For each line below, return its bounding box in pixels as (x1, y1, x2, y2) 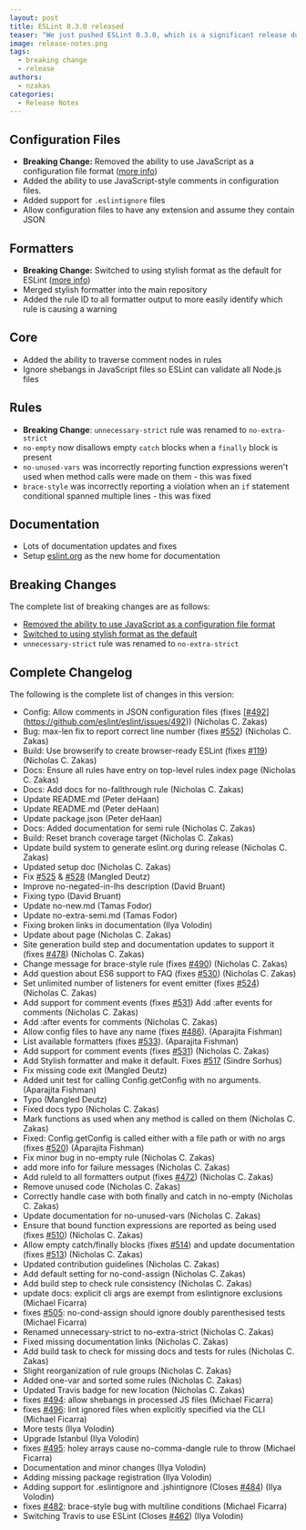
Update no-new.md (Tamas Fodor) (22, 900, 153, 912)
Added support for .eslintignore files (22, 195, 166, 206)
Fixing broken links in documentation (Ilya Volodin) (22, 920, 213, 931)
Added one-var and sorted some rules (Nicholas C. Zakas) (22, 1375, 243, 1386)
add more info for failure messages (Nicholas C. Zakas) (22, 1162, 230, 1173)
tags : (9, 47, 30, 57)
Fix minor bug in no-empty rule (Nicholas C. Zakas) (22, 1153, 216, 1163)
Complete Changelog (9, 665, 133, 680)
